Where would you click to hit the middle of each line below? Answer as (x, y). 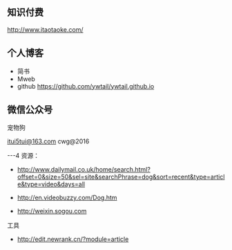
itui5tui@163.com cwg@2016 (48, 141)
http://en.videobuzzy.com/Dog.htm (67, 198)
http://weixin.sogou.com (52, 211)
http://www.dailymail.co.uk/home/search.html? (84, 170)
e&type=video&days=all (51, 184)
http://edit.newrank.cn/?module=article (73, 239)
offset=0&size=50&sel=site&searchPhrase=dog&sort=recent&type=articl (121, 177)
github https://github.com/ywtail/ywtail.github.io (86, 86)
